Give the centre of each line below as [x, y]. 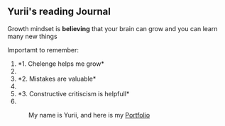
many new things [33, 36]
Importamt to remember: [43, 50]
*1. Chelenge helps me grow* [61, 64]
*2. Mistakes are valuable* [57, 79]
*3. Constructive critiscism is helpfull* [73, 93]
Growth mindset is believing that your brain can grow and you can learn [112, 28]
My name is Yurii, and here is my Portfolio [89, 115]
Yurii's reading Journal [59, 12]
